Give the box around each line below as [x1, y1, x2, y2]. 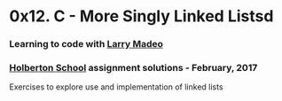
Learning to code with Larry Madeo [9, 38, 164, 50]
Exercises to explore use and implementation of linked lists [9, 82, 223, 92]
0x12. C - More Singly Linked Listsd [9, 6, 274, 27]
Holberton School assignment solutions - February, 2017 [9, 62, 258, 74]
